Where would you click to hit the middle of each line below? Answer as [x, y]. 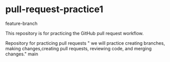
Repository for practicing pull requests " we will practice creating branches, [85, 43]
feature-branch [21, 23]
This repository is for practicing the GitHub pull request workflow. [74, 33]
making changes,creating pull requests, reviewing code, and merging [79, 48]
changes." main [22, 54]
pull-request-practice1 [54, 9]
